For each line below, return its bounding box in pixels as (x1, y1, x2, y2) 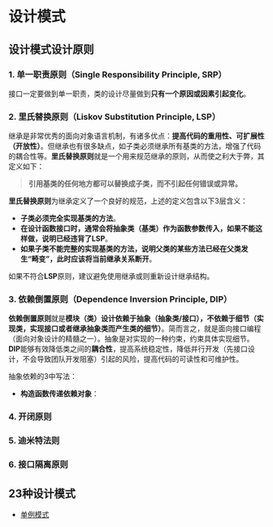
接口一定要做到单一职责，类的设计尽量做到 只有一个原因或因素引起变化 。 (8, 89, 250, 98)
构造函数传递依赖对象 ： (19, 389, 99, 399)
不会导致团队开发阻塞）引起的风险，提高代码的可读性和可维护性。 (22, 355, 244, 364)
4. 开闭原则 (8, 412, 52, 423)
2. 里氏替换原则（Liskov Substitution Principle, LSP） (8, 111, 221, 122)
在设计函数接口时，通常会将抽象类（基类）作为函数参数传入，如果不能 (19, 224, 256, 233)
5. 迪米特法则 (8, 435, 60, 446)
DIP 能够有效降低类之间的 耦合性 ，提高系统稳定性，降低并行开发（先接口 (8, 344, 249, 354)
